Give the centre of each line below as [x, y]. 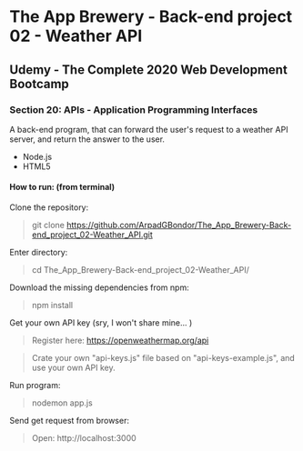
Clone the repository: [49, 207]
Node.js [37, 156]
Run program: [35, 386]
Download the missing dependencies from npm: [99, 287]
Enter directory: [39, 253]
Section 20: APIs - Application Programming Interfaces [134, 109]
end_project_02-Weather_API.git [92, 235]
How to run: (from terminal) [62, 187]
